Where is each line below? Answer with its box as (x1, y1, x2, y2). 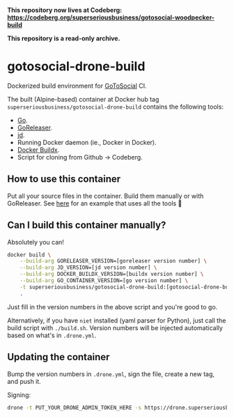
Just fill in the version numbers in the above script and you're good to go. (7, 302, 218, 311)
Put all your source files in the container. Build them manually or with (7, 192, 204, 200)
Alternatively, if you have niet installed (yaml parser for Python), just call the (7, 316, 226, 325)
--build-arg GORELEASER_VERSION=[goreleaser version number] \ (19, 258, 208, 265)
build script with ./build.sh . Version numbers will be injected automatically (7, 323, 223, 332)
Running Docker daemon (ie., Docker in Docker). (17, 138, 157, 146)
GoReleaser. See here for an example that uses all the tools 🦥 (7, 199, 182, 208)
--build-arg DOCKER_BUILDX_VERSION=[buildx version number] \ (19, 271, 204, 278)
